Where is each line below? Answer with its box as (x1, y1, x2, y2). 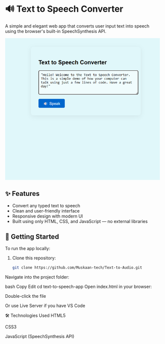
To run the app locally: (5, 246, 51, 251)
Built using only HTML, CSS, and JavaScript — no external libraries (12, 218, 148, 224)
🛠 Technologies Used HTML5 (5, 313, 66, 318)
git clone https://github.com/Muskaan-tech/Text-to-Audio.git (12, 265, 142, 270)
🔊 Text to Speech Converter (5, 3, 124, 15)
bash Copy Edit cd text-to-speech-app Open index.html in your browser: (5, 283, 152, 290)
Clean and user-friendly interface (12, 208, 80, 214)
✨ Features (5, 189, 40, 198)
